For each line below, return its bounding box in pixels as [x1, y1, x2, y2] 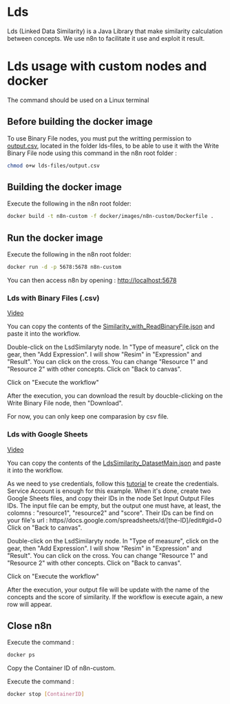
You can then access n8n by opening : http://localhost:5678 [7, 276, 177, 284]
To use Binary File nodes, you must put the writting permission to [7, 134, 191, 142]
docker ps [7, 652, 36, 658]
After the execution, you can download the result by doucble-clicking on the [7, 392, 223, 400]
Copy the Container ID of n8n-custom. [7, 664, 116, 672]
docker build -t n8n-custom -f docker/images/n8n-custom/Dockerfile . [7, 213, 214, 220]
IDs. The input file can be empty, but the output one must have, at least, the [7, 501, 222, 510]
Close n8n [7, 620, 52, 632]
